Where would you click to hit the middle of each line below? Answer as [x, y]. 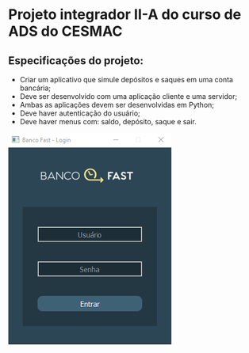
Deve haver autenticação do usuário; [80, 113]
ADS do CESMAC [65, 31]
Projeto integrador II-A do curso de [125, 15]
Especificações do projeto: [76, 61]
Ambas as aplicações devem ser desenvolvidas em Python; [117, 105]
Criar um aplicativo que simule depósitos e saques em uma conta [126, 80]
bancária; [35, 88]
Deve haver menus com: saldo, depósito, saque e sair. [108, 121]
